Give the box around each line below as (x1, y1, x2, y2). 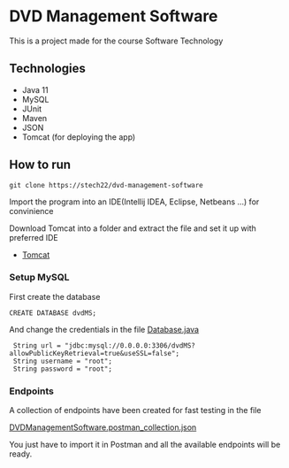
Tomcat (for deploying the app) (21, 131, 136, 142)
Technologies (9, 61, 87, 76)
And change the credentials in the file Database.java (9, 324, 200, 334)
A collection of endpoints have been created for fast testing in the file (9, 405, 262, 416)
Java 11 (21, 84, 49, 95)
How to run (9, 157, 72, 173)
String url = (12, 341, 62, 350)
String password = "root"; (12, 364, 113, 373)
